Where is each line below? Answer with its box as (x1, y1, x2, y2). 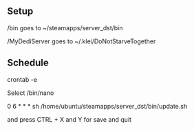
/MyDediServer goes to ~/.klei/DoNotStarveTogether (7, 37, 156, 45)
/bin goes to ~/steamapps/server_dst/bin (7, 23, 123, 32)
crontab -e (7, 75, 38, 83)
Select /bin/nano (7, 89, 54, 97)
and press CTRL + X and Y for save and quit (7, 115, 132, 123)
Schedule (7, 57, 50, 69)
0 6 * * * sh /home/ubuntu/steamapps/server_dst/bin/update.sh (7, 102, 188, 110)
